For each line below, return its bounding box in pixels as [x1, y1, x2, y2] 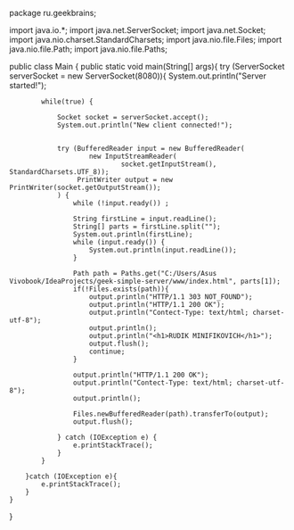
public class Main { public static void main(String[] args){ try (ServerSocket [9, 62, 285, 71]
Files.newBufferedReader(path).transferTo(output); [72, 410, 269, 418]
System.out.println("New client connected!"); [56, 120, 233, 129]
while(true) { [41, 97, 94, 106]
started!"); [9, 80, 47, 90]
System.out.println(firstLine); [72, 230, 193, 239]
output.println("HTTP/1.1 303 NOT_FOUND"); [88, 293, 253, 302]
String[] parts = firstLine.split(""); [72, 222, 221, 231]
